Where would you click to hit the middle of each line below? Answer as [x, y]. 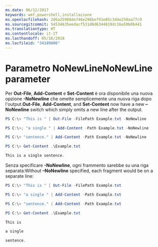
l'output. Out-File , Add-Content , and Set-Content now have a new [75, 104]
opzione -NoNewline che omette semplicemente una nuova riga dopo [78, 99]
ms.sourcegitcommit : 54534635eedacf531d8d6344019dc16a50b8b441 [74, 24]
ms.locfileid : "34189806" [33, 43]
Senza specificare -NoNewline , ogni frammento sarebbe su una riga [77, 166]
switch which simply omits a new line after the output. [87, 109]
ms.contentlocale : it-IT [31, 34]
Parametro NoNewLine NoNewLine [79, 68]
